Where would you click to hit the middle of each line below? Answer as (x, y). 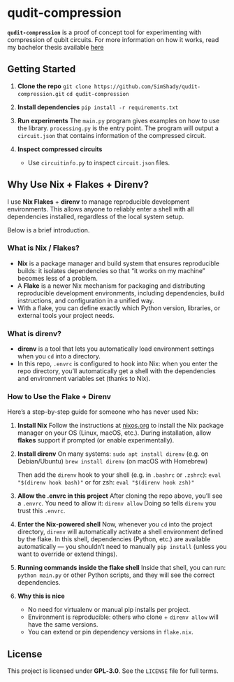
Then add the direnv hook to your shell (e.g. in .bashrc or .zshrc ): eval (119, 475)
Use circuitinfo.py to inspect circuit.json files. (99, 162)
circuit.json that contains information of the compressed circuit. (112, 135)
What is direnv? (34, 333)
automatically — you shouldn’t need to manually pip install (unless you (122, 547)
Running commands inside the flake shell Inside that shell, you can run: (122, 568)
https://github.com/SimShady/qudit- (147, 86)
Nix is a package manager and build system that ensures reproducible (118, 263)
